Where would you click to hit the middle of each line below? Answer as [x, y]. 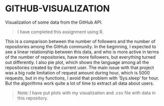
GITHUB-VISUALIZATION [57, 9]
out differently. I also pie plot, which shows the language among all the [77, 62]
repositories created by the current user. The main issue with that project [80, 68]
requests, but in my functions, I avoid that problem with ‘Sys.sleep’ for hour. [82, 78]
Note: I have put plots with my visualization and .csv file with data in [86, 93]
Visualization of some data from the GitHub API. [54, 22]
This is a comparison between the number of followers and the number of [81, 41]
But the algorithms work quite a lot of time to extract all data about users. [80, 83]
